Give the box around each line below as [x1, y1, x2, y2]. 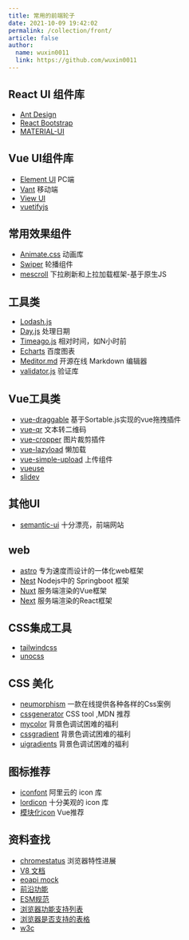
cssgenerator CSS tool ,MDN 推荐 [19, 709, 131, 719]
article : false [8, 34, 59, 42]
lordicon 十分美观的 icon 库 [19, 798, 109, 807]
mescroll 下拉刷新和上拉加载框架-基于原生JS [19, 269, 167, 280]
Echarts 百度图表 [19, 347, 76, 356]
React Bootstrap [19, 117, 73, 128]
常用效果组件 [8, 227, 72, 240]
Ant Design [19, 109, 57, 119]
